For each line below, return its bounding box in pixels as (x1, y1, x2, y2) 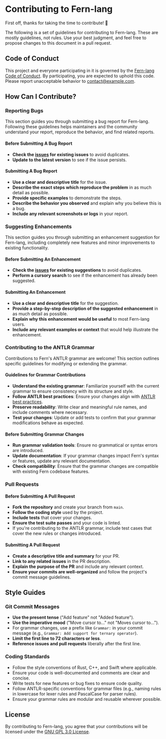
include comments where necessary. (12, 409, 88, 415)
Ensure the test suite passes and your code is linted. (12, 520, 121, 526)
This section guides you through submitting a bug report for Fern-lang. (5, 118, 150, 124)
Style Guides (5, 588, 46, 597)
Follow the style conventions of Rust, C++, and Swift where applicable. (12, 664, 157, 670)
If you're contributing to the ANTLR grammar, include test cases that (12, 525, 152, 531)
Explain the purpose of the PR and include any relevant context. (12, 564, 144, 569)
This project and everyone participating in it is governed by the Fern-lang (5, 67, 155, 73)
